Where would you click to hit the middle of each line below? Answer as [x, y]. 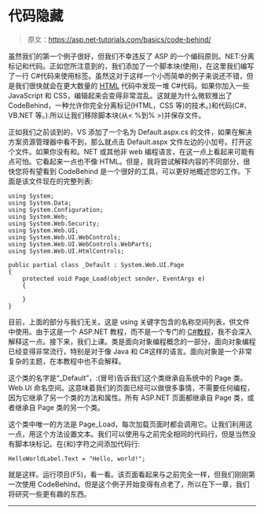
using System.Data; [40, 203]
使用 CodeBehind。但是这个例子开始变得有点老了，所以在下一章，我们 [136, 484]
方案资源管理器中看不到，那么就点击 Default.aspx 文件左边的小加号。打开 [127, 142]
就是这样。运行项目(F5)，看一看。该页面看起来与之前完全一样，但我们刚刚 [128, 474]
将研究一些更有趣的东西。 [49, 494]
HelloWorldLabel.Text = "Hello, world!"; [77, 459]
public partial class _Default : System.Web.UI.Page [96, 264]
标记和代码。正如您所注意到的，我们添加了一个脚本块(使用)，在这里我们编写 [131, 66]
